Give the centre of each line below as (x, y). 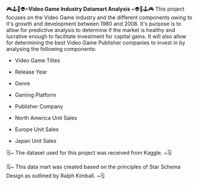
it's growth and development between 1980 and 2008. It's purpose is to (94, 24)
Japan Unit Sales (35, 141)
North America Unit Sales (46, 118)
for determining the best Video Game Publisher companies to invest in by (96, 43)
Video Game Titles (37, 60)
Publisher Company (39, 106)
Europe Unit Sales (37, 129)
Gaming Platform (35, 95)
